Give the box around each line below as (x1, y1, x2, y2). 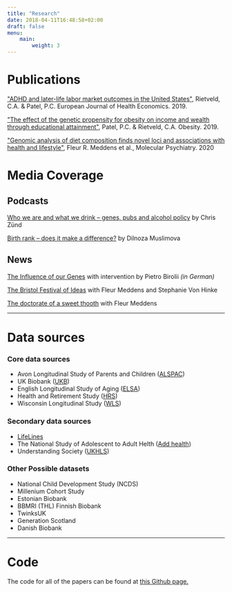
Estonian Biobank (17, 494, 67, 502)
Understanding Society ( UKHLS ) (17, 446, 110, 455)
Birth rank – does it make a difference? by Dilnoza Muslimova (7, 234, 181, 242)
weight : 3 (32, 42, 60, 49)
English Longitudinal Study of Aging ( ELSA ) (17, 384, 140, 393)
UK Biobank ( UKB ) (17, 377, 70, 386)
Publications (7, 72, 81, 88)
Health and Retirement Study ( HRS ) (17, 392, 118, 400)
